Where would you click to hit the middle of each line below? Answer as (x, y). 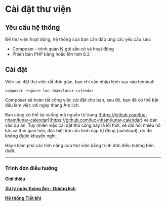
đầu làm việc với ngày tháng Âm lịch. (42, 105)
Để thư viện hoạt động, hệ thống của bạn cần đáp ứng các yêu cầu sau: (78, 39)
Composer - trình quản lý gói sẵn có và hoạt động (63, 49)
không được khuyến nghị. (31, 136)
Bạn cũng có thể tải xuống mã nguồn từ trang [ (53, 114)
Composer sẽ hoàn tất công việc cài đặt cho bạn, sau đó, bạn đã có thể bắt (82, 100)
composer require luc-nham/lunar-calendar (49, 91)
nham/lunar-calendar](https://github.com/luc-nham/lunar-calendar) (74, 120)
